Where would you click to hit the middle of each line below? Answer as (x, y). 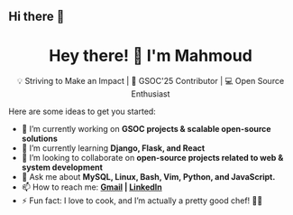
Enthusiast (151, 94)
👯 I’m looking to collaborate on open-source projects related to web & (152, 158)
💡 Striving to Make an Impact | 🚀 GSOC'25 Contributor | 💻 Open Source (151, 81)
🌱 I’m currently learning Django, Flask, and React (113, 148)
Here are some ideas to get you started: (82, 112)
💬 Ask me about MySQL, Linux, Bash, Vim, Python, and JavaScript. (148, 177)
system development (62, 167)
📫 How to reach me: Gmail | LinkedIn (92, 187)
